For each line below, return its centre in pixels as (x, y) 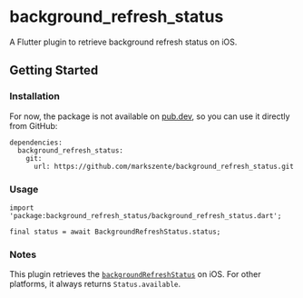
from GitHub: (34, 125)
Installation (35, 96)
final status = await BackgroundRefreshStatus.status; (115, 232)
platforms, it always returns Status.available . (95, 284)
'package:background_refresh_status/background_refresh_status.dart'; (146, 215)
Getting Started (54, 70)
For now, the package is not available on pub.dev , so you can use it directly (150, 116)
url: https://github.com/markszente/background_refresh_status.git (164, 166)
